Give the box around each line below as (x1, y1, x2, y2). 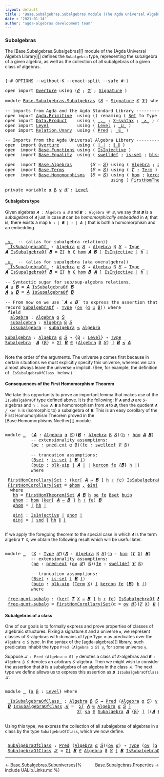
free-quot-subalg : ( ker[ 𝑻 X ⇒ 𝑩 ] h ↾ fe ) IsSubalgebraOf (7, 596, 155, 602)
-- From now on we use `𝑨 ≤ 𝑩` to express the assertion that (5, 299, 158, 305)
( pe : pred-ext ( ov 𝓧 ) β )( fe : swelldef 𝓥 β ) (31, 561, 144, 566)
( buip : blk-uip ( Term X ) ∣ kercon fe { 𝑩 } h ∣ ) (31, 581, 147, 586)
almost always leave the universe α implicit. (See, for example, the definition (5, 365, 158, 370)
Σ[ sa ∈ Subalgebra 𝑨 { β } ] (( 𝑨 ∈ (77, 709, 161, 714)
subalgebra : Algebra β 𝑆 (10, 320, 73, 325)
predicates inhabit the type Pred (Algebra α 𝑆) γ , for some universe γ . (5, 644, 148, 650)
